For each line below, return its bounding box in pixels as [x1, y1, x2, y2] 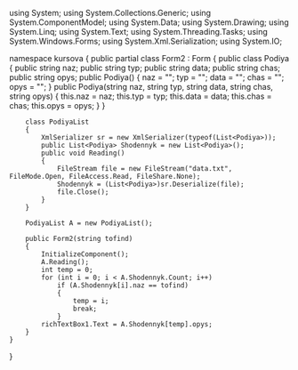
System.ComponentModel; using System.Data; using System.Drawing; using [9, 17, 289, 28]
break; [72, 304, 98, 313]
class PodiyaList [25, 117, 90, 126]
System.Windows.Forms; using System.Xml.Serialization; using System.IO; [9, 36, 283, 46]
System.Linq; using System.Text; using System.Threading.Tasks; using [9, 27, 269, 36]
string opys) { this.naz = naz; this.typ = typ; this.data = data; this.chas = [9, 91, 272, 101]
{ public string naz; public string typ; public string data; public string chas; [9, 62, 281, 73]
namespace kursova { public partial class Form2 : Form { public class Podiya [9, 53, 290, 63]
